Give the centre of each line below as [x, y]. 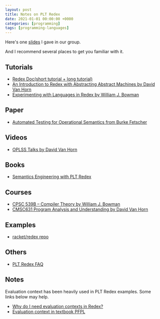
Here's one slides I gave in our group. [43, 42]
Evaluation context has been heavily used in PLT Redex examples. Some [78, 291]
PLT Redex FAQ [28, 264]
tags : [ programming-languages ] [37, 28]
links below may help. [27, 297]
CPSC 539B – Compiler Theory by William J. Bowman [66, 204]
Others [16, 252]
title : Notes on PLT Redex [33, 14]
